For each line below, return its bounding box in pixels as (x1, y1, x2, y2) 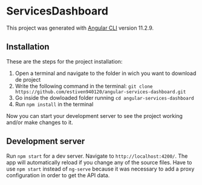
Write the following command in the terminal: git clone (15, 82, 153, 89)
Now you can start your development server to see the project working (6, 112, 183, 119)
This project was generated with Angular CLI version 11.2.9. (6, 24, 154, 31)
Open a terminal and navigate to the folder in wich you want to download (15, 70, 197, 77)
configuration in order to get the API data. (6, 171, 110, 179)
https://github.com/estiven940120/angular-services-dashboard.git (15, 89, 186, 95)
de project (15, 76, 41, 83)
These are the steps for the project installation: (6, 57, 123, 65)
